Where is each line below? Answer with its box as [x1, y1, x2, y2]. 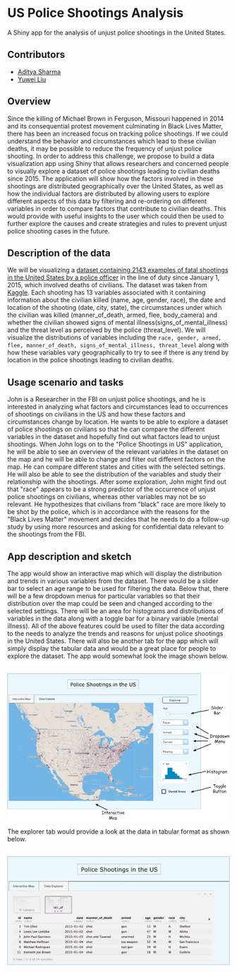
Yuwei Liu [17, 75, 47, 83]
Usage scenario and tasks [7, 376, 124, 388]
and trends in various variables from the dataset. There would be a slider [7, 577, 219, 585]
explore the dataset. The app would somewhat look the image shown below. [7, 652, 229, 660]
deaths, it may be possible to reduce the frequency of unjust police [7, 144, 202, 152]
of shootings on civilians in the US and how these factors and [7, 410, 186, 419]
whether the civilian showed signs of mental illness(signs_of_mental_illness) [7, 318, 228, 327]
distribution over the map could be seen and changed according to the [7, 599, 213, 608]
